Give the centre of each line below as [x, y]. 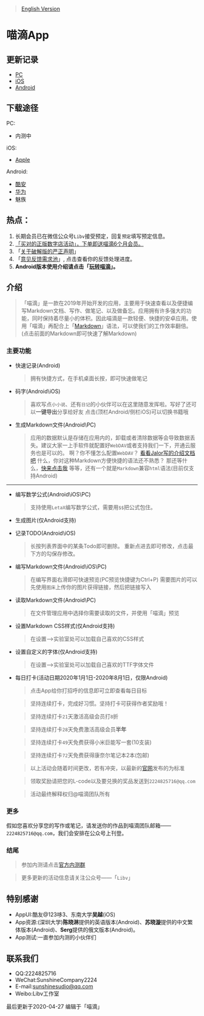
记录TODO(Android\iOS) [45, 533]
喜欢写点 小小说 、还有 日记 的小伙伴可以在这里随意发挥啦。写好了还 [111, 404]
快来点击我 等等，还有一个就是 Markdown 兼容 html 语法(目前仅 [115, 468]
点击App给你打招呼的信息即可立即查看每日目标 [89, 691]
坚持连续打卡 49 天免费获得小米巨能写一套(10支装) [91, 742]
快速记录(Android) [38, 365]
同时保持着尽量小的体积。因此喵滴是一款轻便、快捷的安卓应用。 [112, 318]
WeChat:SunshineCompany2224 [56, 979]
